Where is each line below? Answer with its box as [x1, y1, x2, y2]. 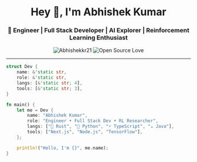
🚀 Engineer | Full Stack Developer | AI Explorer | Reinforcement [8, 26, 189, 35]
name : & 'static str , [16, 69, 67, 75]
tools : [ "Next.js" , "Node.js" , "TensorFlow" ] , [27, 129, 143, 135]
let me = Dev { [16, 107, 54, 113]
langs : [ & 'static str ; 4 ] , [16, 80, 83, 86]
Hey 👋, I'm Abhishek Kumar [30, 5, 167, 19]
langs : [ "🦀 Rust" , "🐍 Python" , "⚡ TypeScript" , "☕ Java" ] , [27, 123, 175, 130]
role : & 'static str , [16, 75, 67, 81]
